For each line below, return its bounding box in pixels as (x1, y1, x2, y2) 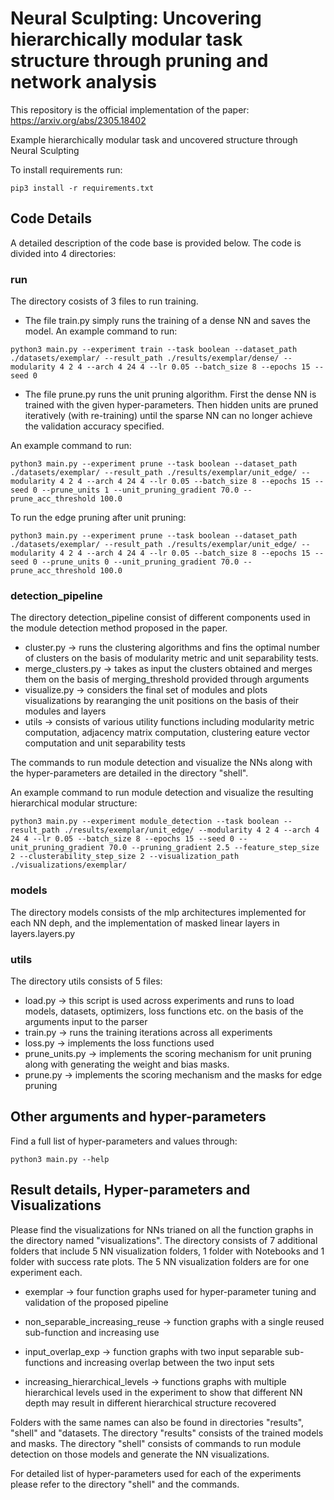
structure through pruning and (10, 50, 269, 72)
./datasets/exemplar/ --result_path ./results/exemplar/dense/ (10, 353, 280, 364)
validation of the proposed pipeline (24, 1296, 169, 1308)
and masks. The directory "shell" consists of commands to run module (10, 1437, 302, 1449)
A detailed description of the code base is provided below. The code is (10, 237, 302, 249)
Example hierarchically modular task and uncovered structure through (10, 133, 298, 146)
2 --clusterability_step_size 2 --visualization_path (10, 852, 240, 862)
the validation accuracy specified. (24, 420, 165, 432)
